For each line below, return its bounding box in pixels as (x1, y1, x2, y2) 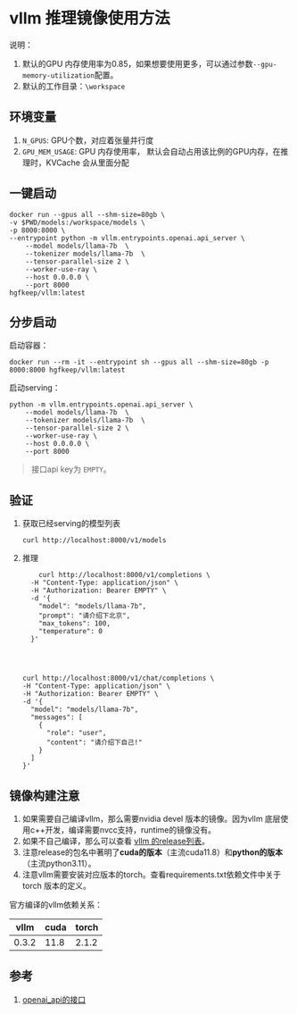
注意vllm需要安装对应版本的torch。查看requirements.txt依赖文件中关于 (21, 869, 282, 880)
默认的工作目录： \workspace (21, 80, 126, 91)
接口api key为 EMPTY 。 (30, 464, 111, 474)
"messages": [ (30, 713, 83, 722)
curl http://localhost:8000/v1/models (21, 536, 167, 545)
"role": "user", (45, 729, 107, 738)
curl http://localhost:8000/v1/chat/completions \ (21, 674, 215, 683)
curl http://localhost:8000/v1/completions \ (38, 571, 211, 580)
